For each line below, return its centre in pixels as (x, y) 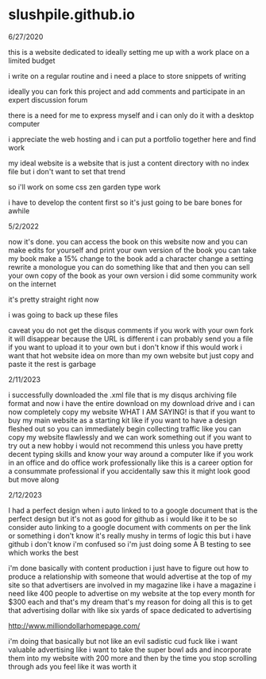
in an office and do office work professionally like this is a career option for (131, 462)
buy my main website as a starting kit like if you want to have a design (122, 420)
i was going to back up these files (63, 314)
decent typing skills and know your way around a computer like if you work (131, 454)
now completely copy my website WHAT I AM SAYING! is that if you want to (132, 412)
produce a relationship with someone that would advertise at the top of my (130, 576)
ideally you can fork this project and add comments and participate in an (127, 91)
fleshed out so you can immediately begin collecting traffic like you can (125, 428)
